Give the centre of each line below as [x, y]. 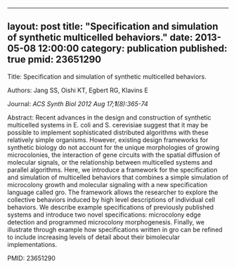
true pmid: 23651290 [54, 59]
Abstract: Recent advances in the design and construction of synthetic [110, 117]
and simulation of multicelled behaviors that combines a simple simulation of [118, 177]
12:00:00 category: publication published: [132, 49]
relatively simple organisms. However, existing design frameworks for [108, 140]
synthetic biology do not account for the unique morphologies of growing [113, 147]
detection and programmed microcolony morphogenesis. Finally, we [106, 222]
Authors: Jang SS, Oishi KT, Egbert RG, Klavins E [78, 90]
